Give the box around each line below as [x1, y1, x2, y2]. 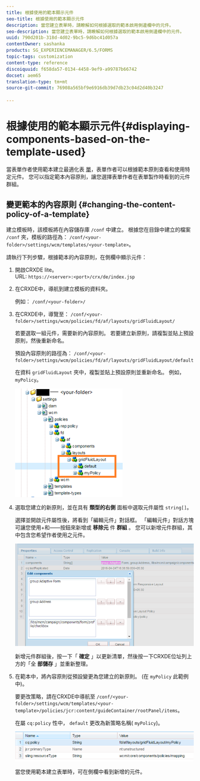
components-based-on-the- [6, 133, 151, 146]
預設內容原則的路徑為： [14, 349, 73, 357]
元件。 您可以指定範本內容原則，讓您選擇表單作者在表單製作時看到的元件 [11, 173, 190, 180]
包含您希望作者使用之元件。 [20, 531, 88, 539]
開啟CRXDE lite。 [14, 266, 58, 273]
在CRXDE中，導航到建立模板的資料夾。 [14, 285, 111, 292]
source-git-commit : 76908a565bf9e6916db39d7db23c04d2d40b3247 [6, 85, 164, 91]
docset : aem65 [6, 72, 42, 79]
